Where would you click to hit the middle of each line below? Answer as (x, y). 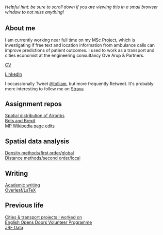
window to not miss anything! (34, 12)
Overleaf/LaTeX (21, 190)
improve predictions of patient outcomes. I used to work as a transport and (80, 50)
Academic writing (23, 185)
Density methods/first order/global (40, 153)
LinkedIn (14, 74)
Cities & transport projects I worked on (44, 217)
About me (20, 28)
